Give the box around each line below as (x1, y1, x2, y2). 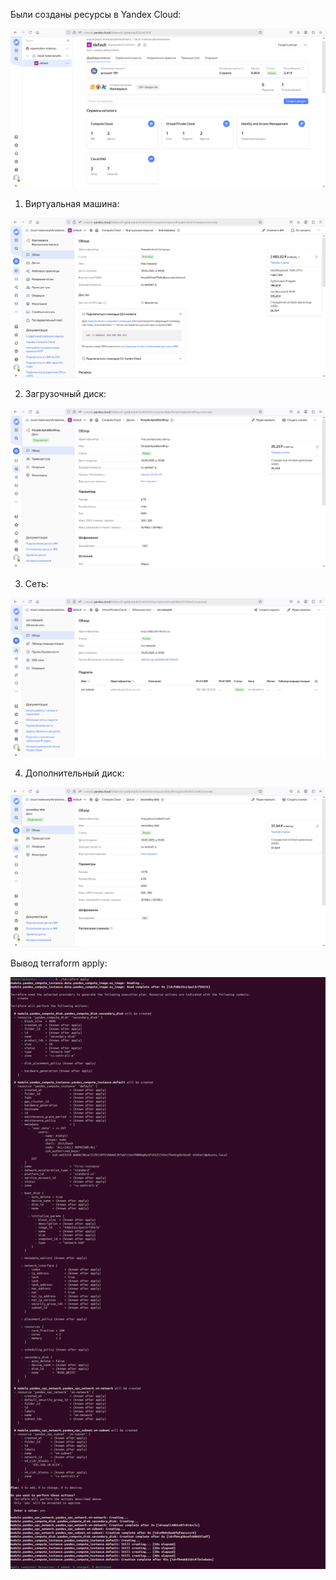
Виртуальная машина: (24, 197, 120, 209)
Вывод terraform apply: (10, 957, 108, 969)
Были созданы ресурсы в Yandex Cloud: (10, 9, 182, 20)
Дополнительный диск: (24, 767, 125, 779)
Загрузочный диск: (24, 388, 107, 400)
